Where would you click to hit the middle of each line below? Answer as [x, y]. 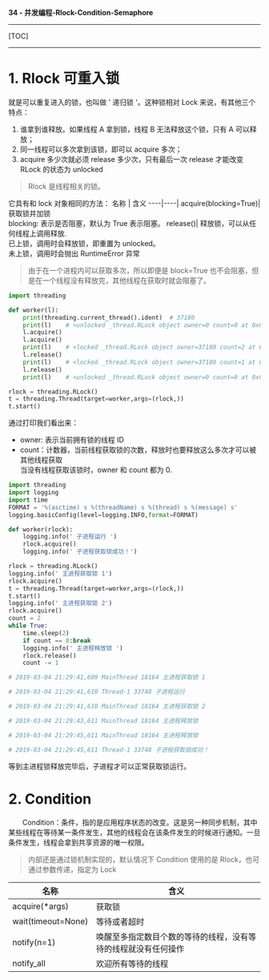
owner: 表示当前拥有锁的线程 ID [72, 440]
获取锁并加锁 [29, 213]
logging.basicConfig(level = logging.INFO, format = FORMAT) [103, 515]
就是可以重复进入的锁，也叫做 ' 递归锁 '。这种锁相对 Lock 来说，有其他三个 [132, 102]
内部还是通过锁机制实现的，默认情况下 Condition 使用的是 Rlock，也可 [144, 859]
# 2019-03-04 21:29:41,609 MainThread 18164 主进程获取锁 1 [107, 678]
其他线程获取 [41, 460]
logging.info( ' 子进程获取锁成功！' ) [80, 552]
